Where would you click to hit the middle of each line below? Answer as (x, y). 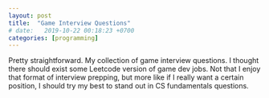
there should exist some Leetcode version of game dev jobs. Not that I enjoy (134, 69)
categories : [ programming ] (53, 38)
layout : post (30, 16)
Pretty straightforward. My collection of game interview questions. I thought (134, 61)
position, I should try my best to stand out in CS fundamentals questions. (128, 86)
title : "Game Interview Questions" (69, 23)
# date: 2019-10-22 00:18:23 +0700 (71, 30)
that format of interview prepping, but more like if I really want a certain (126, 77)
